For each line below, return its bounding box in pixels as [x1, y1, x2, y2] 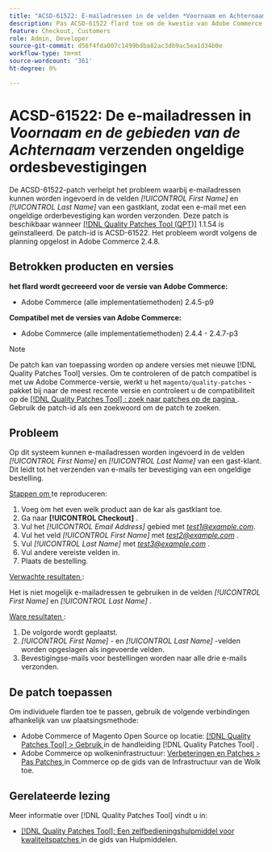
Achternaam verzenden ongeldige [9, 141, 245, 159]
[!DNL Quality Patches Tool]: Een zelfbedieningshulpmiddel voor [20, 826, 235, 836]
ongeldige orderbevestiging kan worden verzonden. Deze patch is [9, 210, 229, 220]
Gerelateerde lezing [9, 789, 111, 803]
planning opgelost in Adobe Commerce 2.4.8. [9, 236, 161, 246]
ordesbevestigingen [9, 158, 148, 176]
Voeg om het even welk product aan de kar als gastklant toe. [20, 505, 223, 515]
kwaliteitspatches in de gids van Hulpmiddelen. [20, 834, 178, 844]
